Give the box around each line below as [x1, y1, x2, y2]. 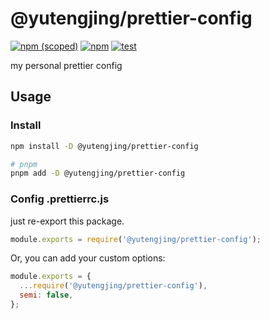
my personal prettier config [10, 59, 123, 71]
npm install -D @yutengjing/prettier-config [10, 141, 199, 151]
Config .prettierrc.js [10, 192, 110, 206]
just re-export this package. [10, 215, 125, 227]
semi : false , [19, 290, 74, 301]
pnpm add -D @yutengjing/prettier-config [10, 168, 186, 179]
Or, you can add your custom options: [10, 252, 166, 264]
